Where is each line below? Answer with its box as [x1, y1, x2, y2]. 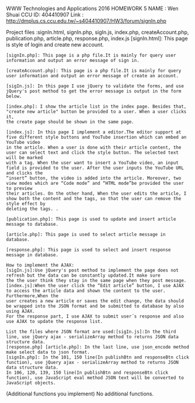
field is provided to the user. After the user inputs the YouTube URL [6, 165, 184, 171]
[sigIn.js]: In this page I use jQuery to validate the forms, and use [6, 83, 184, 89]
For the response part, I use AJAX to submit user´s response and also [6, 314, 184, 319]
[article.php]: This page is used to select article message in [6, 232, 166, 237]
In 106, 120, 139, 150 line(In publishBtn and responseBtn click [6, 370, 168, 376]
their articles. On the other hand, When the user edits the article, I [6, 191, 187, 197]
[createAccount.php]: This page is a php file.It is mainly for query [6, 68, 182, 74]
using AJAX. [6, 308, 35, 314]
